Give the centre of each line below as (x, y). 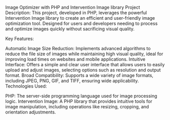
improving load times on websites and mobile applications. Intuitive (75, 59)
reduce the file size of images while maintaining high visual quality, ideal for (84, 54)
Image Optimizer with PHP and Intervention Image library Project (73, 7)
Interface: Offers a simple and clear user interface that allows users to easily (85, 65)
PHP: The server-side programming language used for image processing (81, 96)
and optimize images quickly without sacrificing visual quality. (70, 29)
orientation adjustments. (31, 112)
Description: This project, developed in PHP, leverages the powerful (76, 13)
